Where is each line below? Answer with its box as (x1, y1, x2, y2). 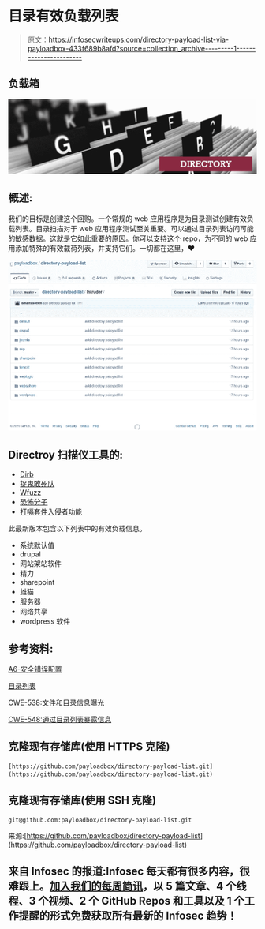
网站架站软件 (19, 559, 62, 568)
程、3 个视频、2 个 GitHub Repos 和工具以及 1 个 (8, 893, 244, 908)
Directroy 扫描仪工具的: (8, 448, 124, 462)
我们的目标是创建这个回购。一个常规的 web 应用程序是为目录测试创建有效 (8, 214, 247, 223)
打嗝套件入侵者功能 (19, 507, 83, 517)
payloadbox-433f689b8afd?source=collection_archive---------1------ (27, 43, 256, 53)
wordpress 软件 (19, 616, 71, 626)
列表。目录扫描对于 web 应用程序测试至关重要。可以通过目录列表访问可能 (14, 223, 254, 233)
